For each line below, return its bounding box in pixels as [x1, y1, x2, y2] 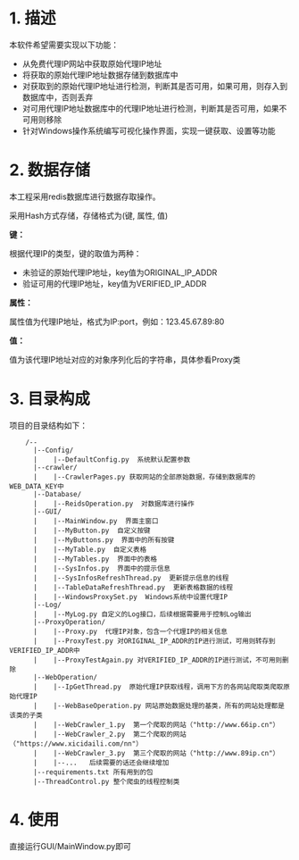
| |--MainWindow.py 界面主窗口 [32, 516, 159, 525]
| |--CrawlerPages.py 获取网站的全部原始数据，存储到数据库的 [32, 472, 256, 481]
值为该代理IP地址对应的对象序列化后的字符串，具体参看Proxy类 [9, 354, 241, 364]
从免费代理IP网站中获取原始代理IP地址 [21, 58, 162, 69]
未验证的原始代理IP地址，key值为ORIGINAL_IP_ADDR [21, 267, 218, 278]
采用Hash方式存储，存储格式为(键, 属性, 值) [9, 210, 169, 221]
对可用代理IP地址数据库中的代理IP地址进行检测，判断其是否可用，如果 [21, 103, 279, 113]
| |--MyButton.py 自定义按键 [32, 526, 151, 535]
